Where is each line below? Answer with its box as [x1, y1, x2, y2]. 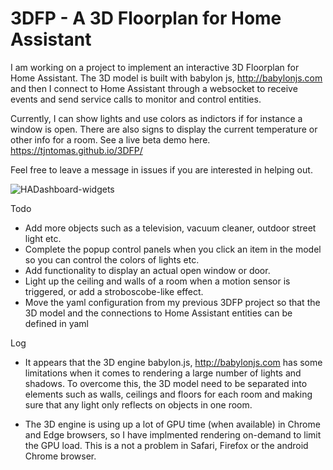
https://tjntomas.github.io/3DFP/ [10, 144, 143, 156]
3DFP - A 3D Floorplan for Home [10, 7, 282, 30]
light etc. [24, 232, 62, 244]
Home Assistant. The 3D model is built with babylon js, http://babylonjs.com [10, 72, 323, 84]
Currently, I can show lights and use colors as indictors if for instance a [10, 112, 303, 124]
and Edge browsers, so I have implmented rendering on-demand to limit [24, 428, 322, 441]
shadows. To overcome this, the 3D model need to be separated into [24, 377, 308, 389]
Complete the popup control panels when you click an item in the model [24, 243, 322, 255]
